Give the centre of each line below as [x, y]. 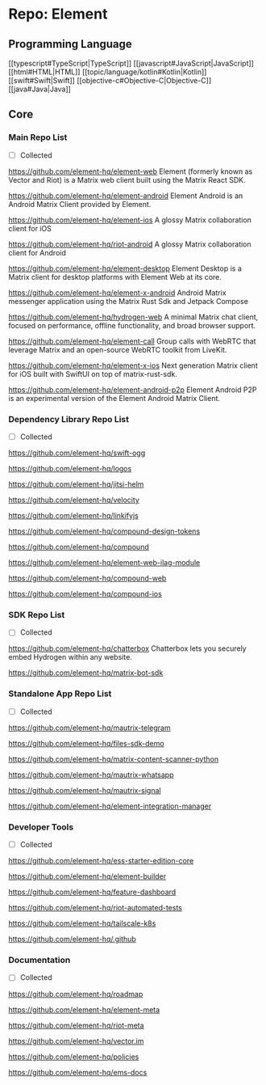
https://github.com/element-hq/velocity [74, 500]
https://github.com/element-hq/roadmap [76, 994]
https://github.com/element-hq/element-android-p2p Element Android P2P [133, 390]
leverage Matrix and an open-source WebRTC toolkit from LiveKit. [118, 349]
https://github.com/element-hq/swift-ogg [77, 453]
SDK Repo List [37, 615]
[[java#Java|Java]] [39, 89]
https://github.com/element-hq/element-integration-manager [110, 806]
